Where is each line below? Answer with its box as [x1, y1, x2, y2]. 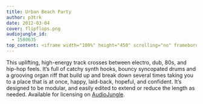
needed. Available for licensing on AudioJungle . [6, 91, 125, 98]
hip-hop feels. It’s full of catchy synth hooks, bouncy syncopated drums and [6, 65, 196, 72]
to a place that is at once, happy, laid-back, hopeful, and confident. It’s [6, 78, 182, 85]
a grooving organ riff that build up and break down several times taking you [6, 72, 194, 79]
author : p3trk [6, 14, 42, 20]
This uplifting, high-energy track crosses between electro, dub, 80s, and [6, 58, 187, 66]
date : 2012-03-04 [6, 20, 50, 26]
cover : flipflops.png [6, 25, 61, 32]
